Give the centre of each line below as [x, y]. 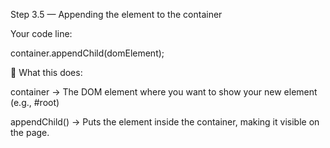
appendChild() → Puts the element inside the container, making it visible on [165, 122]
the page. [30, 132]
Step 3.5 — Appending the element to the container [116, 14]
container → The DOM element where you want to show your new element [164, 92]
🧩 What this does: [46, 72]
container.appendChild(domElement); [87, 53]
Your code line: [41, 33]
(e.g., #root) [35, 102]
